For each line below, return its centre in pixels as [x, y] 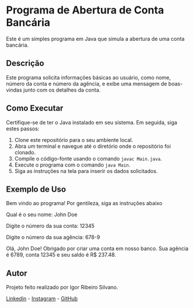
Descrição [25, 63]
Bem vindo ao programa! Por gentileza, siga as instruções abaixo [84, 203]
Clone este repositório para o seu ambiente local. [74, 140]
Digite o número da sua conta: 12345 [50, 226]
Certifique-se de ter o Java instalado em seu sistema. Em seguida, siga [92, 122]
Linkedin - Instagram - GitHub [42, 299]
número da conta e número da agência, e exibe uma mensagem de [87, 84]
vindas [14, 90]
